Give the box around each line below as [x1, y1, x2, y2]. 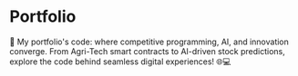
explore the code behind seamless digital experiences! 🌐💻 [9, 56, 231, 67]
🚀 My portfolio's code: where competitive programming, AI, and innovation [9, 36, 290, 47]
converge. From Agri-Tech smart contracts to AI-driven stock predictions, [9, 45, 285, 56]
